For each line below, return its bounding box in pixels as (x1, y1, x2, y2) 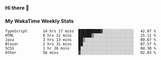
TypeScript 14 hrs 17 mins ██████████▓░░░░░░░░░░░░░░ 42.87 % (5, 29, 156, 34)
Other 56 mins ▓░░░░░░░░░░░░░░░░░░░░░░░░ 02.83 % (5, 50, 156, 56)
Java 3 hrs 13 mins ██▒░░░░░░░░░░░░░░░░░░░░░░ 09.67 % (5, 37, 156, 42)
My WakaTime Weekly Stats (5, 17, 74, 24)
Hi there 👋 (5, 4, 30, 11)
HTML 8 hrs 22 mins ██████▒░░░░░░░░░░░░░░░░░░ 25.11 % (5, 33, 156, 38)
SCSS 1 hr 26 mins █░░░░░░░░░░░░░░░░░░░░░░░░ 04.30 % (5, 46, 156, 51)
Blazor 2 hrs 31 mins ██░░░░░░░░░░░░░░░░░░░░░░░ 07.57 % (5, 42, 156, 47)
